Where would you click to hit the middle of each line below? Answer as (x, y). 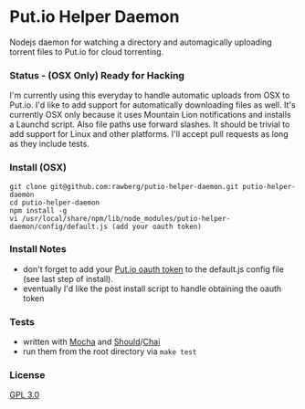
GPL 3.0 (25, 395)
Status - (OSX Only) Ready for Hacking (97, 75)
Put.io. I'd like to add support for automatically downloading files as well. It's (153, 105)
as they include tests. (49, 144)
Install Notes (38, 249)
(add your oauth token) (157, 226)
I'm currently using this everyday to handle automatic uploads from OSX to (150, 95)
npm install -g (38, 210)
